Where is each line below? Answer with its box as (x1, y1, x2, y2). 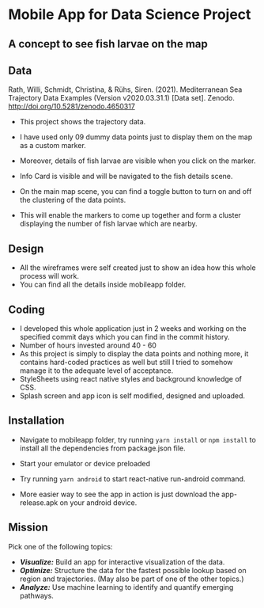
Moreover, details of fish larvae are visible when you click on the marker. (19, 156, 256, 165)
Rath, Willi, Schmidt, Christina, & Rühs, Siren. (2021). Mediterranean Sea (8, 85, 243, 94)
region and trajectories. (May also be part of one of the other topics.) (19, 574, 244, 583)
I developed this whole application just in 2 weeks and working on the (19, 324, 247, 333)
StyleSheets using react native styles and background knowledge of (19, 374, 243, 384)
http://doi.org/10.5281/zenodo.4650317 (8, 101, 136, 112)
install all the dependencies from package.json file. (19, 443, 186, 453)
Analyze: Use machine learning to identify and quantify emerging (19, 582, 234, 591)
